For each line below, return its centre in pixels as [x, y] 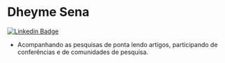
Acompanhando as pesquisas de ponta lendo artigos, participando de [117, 44]
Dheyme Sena [48, 12]
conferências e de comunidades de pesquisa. [83, 52]
